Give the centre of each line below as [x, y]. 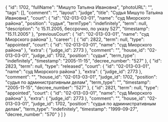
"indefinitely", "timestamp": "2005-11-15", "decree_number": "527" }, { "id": [83, 61]
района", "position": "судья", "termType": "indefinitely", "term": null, [76, 23]
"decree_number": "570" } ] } [36, 114]
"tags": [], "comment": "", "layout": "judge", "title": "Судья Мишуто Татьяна [84, 13]
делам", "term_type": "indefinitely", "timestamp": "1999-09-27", [72, 109]
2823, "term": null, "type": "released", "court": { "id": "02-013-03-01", [78, 66]
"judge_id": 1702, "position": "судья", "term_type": [83, 55]
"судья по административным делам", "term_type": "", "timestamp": [78, 82]
